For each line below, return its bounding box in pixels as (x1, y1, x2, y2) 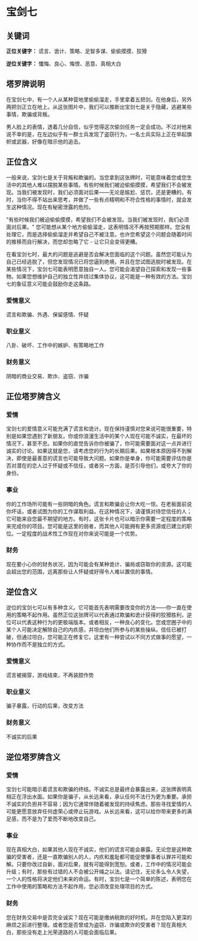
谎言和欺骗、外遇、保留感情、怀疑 (6, 311, 89, 318)
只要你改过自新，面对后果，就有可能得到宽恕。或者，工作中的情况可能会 (16, 861, 192, 868)
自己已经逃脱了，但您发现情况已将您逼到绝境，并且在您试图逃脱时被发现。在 (6, 258, 192, 265)
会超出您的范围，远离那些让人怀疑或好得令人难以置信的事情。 (6, 568, 156, 575)
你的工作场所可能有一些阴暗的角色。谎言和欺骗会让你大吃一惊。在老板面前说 (6, 500, 192, 507)
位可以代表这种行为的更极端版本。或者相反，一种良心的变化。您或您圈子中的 (6, 618, 192, 625)
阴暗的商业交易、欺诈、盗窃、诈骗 (6, 372, 89, 379)
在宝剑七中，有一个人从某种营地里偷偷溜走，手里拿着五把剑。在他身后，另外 (6, 96, 192, 103)
